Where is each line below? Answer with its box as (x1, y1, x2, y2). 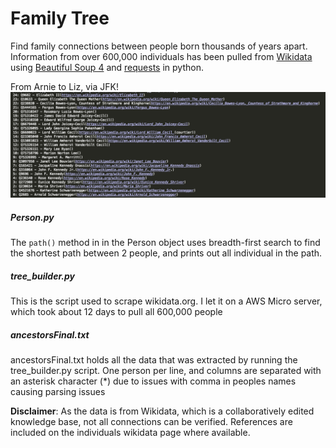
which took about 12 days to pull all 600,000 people (10, 306, 223, 318)
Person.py (10, 211, 55, 223)
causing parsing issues (10, 386, 106, 398)
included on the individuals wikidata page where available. (10, 427, 251, 439)
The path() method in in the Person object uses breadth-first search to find (10, 237, 321, 249)
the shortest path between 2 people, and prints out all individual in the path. (10, 247, 323, 259)
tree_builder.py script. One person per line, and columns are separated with (10, 365, 322, 377)
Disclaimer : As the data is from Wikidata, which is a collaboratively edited (10, 405, 315, 417)
